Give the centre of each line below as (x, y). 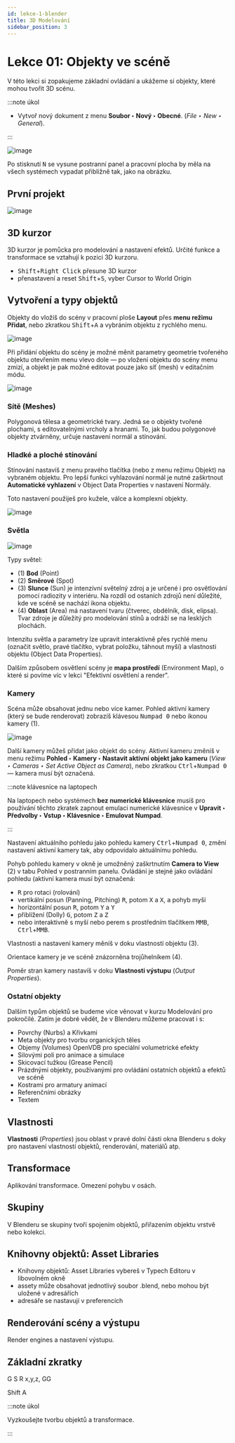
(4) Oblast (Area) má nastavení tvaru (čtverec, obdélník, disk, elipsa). (117, 610)
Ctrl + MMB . (34, 930)
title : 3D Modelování (39, 20)
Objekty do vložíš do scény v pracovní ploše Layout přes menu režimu (110, 317)
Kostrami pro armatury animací (62, 1085)
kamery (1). (23, 723)
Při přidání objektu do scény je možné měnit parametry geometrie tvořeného (118, 352)
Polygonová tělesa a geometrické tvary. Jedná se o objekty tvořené (105, 422)
